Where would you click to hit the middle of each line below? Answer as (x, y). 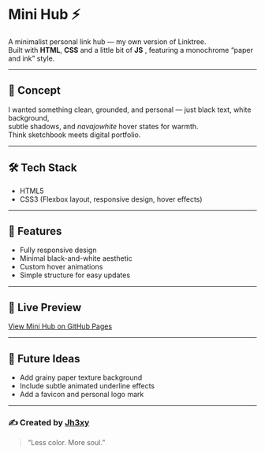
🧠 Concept (35, 91)
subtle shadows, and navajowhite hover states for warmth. (103, 126)
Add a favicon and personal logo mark (82, 394)
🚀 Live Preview (45, 307)
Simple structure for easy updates (75, 275)
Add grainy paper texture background (81, 377)
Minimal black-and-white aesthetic (76, 258)
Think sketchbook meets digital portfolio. (75, 135)
